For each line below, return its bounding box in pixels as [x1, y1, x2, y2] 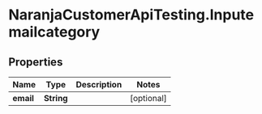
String [43, 93, 68, 103]
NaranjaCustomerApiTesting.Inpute [8, 6, 255, 24]
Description [75, 79, 122, 90]
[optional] [129, 93, 168, 103]
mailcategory [8, 23, 101, 41]
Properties [8, 55, 63, 69]
